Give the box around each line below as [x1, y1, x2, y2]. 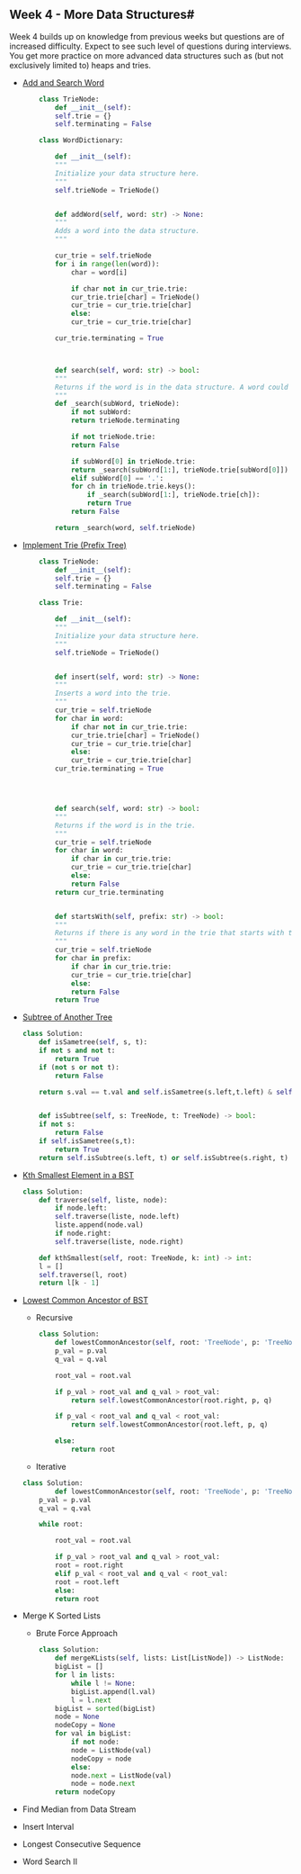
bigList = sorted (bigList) [55, 1704, 156, 1713]
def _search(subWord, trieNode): [55, 400, 181, 409]
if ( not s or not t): [39, 1062, 120, 1072]
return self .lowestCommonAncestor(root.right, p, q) [70, 1395, 272, 1405]
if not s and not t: [39, 1046, 116, 1056]
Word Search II [22, 1856, 78, 1867]
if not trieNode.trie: [70, 432, 156, 442]
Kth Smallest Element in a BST [22, 1169, 135, 1180]
